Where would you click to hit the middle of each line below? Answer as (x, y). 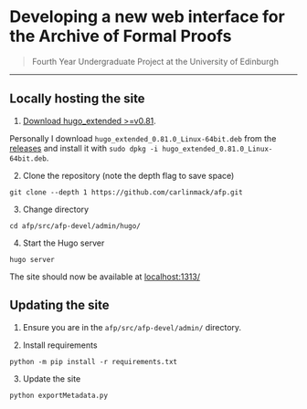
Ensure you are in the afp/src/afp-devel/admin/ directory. (132, 327)
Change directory (56, 209)
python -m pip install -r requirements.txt (94, 362)
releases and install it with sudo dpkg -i (84, 148)
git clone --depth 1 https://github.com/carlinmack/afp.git (127, 192)
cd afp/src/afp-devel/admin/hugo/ (75, 225)
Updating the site (59, 305)
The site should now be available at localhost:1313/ (105, 277)
